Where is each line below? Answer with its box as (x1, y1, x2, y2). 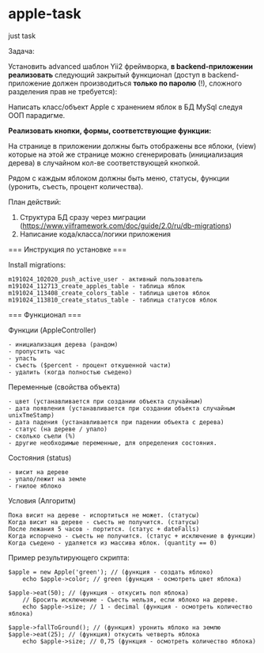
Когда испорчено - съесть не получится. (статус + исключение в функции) (8, 532, 257, 540)
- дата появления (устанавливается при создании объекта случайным (8, 404, 236, 412)
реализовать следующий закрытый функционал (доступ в (8, 70, 206, 79)
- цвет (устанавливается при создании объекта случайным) (8, 397, 203, 405)
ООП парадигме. (8, 110, 66, 120)
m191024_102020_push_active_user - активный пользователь (8, 275, 203, 283)
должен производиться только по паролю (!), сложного (52, 78, 243, 88)
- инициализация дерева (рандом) (8, 340, 119, 348)
